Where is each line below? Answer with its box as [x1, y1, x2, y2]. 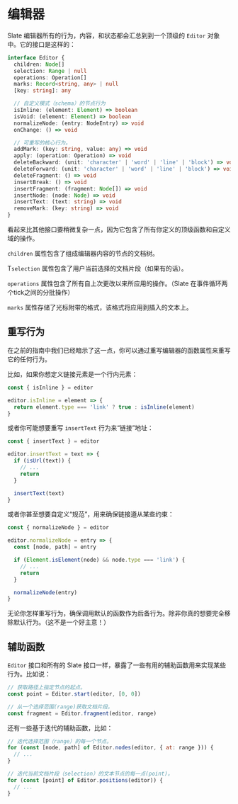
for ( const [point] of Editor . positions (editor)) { [7, 776, 163, 783]
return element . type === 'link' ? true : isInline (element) [13, 403, 195, 411]
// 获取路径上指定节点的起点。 [7, 684, 86, 691]
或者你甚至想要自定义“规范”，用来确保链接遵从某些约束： [7, 510, 175, 519]
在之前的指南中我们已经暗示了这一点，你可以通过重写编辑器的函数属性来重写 [7, 346, 231, 354]
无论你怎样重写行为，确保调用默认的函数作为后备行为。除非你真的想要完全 [7, 609, 225, 618]
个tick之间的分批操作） [7, 288, 74, 297]
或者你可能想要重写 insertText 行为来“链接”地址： [7, 424, 154, 432]
